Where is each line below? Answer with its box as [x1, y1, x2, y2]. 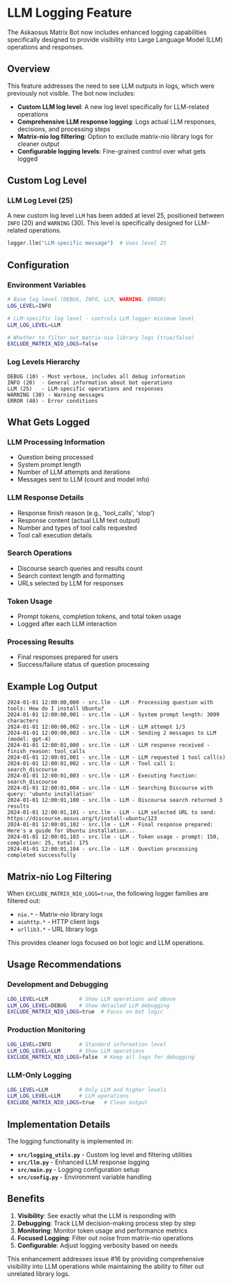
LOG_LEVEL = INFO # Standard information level [7, 1041, 167, 1048]
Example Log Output [7, 681, 98, 692]
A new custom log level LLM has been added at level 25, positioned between [7, 211, 224, 220]
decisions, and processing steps [17, 124, 111, 133]
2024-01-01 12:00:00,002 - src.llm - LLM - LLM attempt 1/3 [7, 724, 186, 731]
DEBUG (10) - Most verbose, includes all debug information [7, 373, 186, 380]
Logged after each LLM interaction [17, 620, 117, 628]
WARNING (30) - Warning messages [7, 391, 105, 399]
